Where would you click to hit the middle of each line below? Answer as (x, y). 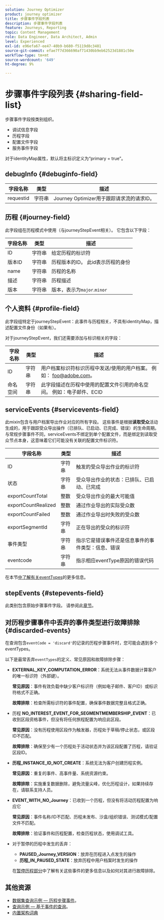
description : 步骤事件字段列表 (34, 23)
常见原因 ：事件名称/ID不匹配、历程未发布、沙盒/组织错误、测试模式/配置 (85, 817)
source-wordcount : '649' (30, 60)
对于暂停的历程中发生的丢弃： (42, 844)
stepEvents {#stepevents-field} (54, 593)
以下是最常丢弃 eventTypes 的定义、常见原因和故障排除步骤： (65, 659)
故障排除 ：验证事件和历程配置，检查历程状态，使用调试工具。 (74, 833)
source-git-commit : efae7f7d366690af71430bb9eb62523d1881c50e (70, 50)
